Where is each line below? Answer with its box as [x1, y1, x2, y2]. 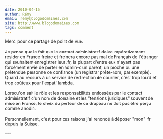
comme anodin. [5, 105, 36, 112]
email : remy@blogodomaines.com [5, 16, 68, 21]
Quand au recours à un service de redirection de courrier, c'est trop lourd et [5, 75, 157, 81]
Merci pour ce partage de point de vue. [5, 38, 83, 44]
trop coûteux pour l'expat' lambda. [5, 80, 74, 86]
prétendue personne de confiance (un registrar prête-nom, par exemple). [5, 69, 151, 75]
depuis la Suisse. [5, 121, 39, 127]
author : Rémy [5, 12, 32, 17]
